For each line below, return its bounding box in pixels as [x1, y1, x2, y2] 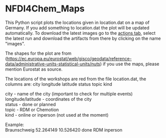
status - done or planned [5, 101, 56, 107]
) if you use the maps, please [100, 61, 160, 67]
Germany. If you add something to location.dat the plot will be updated [5, 24, 150, 30]
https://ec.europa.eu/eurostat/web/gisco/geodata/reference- [6, 55, 132, 61]
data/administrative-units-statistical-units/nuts [5, 61, 100, 67]
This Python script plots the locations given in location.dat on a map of [5, 19, 150, 25]
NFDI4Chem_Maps [5, 3, 85, 14]
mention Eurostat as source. [5, 66, 63, 72]
